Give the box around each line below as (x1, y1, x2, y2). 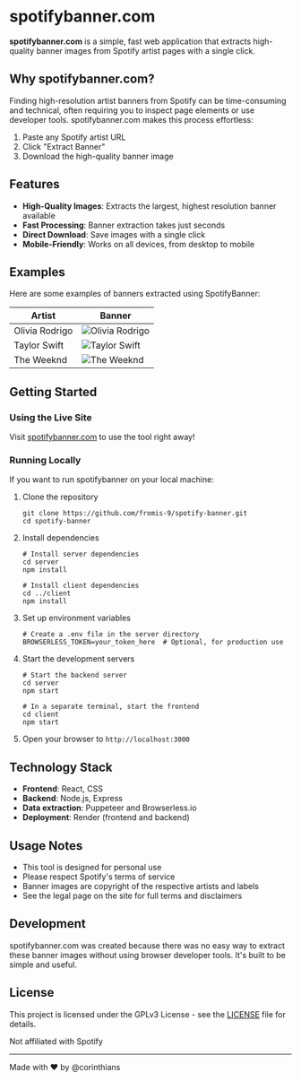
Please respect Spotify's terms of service (21, 871, 176, 882)
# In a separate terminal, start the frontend (21, 702, 200, 712)
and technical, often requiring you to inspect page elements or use (9, 105, 255, 116)
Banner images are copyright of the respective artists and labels (21, 880, 260, 891)
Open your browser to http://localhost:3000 (21, 733, 191, 745)
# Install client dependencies (21, 581, 140, 591)
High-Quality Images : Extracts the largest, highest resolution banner (21, 200, 277, 212)
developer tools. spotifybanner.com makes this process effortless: (9, 114, 254, 125)
